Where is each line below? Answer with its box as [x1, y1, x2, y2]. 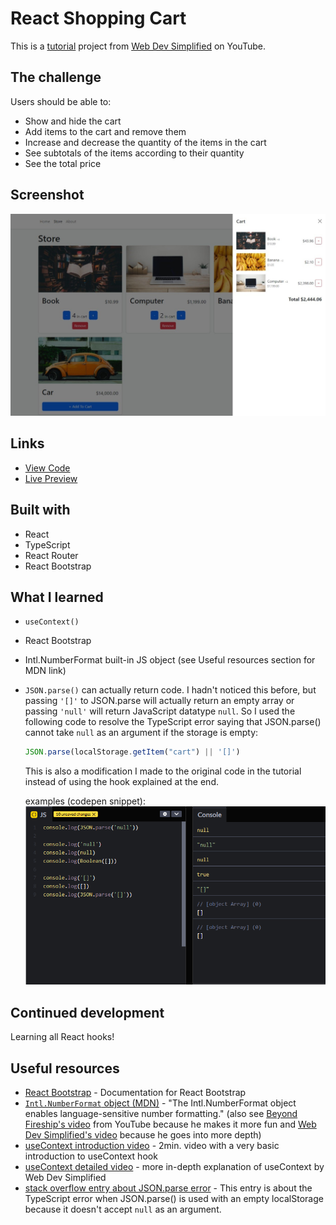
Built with [10, 502, 71, 519]
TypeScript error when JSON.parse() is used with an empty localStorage [24, 1193, 324, 1205]
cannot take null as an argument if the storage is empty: [24, 727, 259, 739]
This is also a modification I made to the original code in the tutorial [24, 765, 302, 777]
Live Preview [24, 472, 78, 484]
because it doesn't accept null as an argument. [24, 1203, 222, 1216]
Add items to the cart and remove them [24, 125, 187, 137]
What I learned [10, 588, 104, 606]
